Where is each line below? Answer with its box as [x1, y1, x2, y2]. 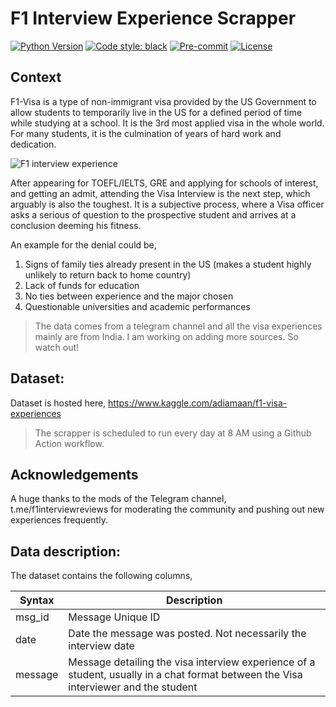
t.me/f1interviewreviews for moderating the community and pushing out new [10, 503, 325, 516]
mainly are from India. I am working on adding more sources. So [34, 330, 299, 342]
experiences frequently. [10, 514, 108, 526]
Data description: [10, 543, 122, 560]
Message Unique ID [68, 610, 161, 624]
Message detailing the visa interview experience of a [68, 655, 316, 669]
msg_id [15, 610, 50, 624]
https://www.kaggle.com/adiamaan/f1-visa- [108, 397, 288, 409]
